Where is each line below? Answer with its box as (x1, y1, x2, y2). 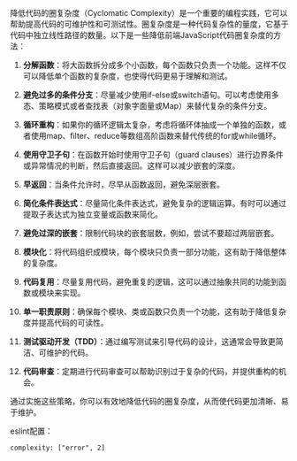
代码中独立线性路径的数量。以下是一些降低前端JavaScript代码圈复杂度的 (10, 30, 274, 40)
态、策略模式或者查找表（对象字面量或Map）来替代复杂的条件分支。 (22, 101, 272, 111)
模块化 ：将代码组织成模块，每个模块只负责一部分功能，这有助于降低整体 (22, 247, 286, 257)
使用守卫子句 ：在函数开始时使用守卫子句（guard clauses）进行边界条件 (22, 150, 284, 159)
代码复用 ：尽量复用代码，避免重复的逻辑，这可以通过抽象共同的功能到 (22, 277, 279, 287)
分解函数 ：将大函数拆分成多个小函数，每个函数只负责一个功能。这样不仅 (22, 60, 286, 70)
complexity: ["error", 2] (10, 443, 105, 452)
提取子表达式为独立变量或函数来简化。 (22, 209, 163, 219)
